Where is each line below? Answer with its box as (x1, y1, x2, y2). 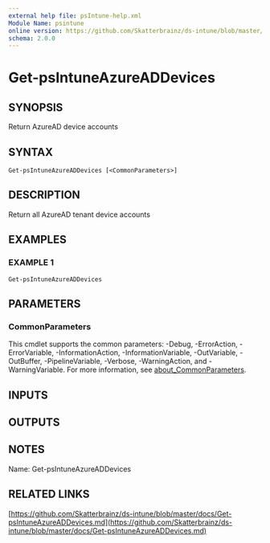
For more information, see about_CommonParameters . (67, 365, 247, 374)
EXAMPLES (8, 233, 67, 247)
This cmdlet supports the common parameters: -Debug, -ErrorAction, (8, 339, 239, 349)
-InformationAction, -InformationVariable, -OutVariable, (55, 348, 239, 357)
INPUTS (8, 388, 48, 402)
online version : (8, 27, 63, 35)
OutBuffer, (8, 357, 43, 366)
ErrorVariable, (8, 348, 55, 357)
